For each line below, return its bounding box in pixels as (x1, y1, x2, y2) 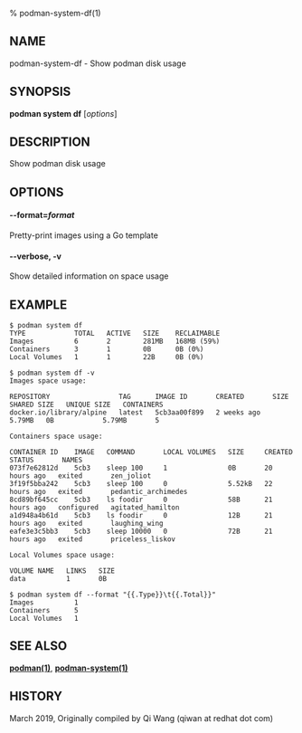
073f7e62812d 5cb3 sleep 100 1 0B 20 (9, 463, 273, 473)
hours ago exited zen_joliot (9, 471, 152, 481)
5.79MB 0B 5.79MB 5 (9, 416, 160, 425)
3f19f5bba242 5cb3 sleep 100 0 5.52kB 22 (9, 480, 273, 489)
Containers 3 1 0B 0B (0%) (9, 345, 204, 354)
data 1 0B (9, 575, 107, 584)
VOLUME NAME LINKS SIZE (9, 566, 116, 576)
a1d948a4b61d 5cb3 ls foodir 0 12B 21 (9, 511, 273, 520)
